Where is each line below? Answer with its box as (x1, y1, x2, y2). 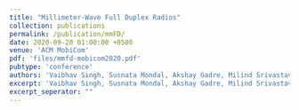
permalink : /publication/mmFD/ (9, 29, 125, 38)
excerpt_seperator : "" (9, 87, 93, 96)
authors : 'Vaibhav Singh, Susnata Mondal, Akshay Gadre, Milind (9, 71, 253, 80)
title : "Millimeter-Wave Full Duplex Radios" (9, 12, 181, 22)
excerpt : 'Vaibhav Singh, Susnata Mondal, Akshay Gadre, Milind (9, 79, 253, 88)
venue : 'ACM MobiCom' (9, 46, 90, 55)
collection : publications (9, 21, 105, 30)
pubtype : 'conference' (9, 63, 93, 72)
